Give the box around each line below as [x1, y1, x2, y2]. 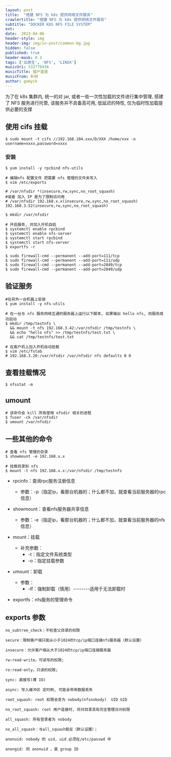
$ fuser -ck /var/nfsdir [5, 415, 58, 420]
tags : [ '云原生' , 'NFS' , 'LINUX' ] [5, 60, 77, 65]
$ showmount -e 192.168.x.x [5, 454, 65, 459]
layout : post [5, 7, 33, 13]
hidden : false [5, 45, 36, 51]
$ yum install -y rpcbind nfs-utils [5, 165, 83, 171]
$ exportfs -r [5, 244, 36, 249]
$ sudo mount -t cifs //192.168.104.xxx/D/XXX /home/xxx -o [5, 136, 136, 141]
